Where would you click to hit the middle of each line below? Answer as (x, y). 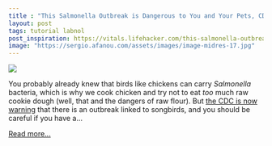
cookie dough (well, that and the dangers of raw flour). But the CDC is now (133, 101)
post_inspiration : (39, 38)
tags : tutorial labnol (47, 31)
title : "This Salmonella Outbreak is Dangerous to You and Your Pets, (132, 16)
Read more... (30, 134)
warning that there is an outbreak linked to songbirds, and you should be (130, 110)
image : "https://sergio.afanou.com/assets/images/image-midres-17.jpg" (132, 46)
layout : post (30, 23)
